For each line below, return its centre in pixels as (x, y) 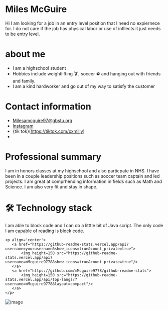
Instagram (23, 126)
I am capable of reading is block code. (45, 231)
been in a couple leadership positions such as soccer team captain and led (82, 176)
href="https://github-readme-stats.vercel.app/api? (73, 244)
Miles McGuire (36, 9)
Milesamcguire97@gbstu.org (42, 120)
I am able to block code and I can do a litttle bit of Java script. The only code (84, 225)
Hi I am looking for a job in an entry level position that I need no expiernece (83, 23)
